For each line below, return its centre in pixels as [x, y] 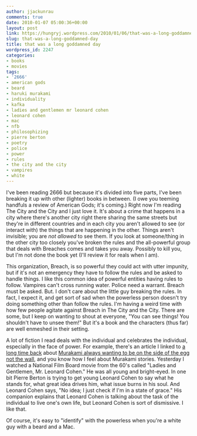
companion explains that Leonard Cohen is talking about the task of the [92, 396]
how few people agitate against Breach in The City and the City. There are [95, 310]
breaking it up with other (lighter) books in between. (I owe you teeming [93, 198]
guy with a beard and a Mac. [40, 427]
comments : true [25, 17]
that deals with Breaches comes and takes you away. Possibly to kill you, [94, 248]
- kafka [16, 104]
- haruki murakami [28, 94]
